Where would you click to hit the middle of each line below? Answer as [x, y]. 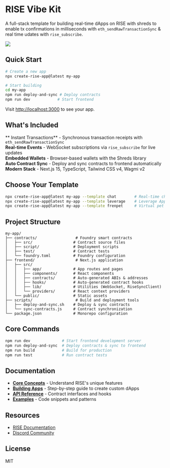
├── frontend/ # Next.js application [64, 260]
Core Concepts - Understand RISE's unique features [68, 383]
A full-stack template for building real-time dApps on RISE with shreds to [81, 23]
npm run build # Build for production [59, 350]
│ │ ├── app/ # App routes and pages [64, 269]
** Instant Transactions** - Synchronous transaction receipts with [74, 137]
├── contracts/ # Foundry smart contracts [69, 238]
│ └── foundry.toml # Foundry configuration [65, 256]
